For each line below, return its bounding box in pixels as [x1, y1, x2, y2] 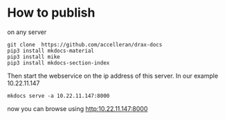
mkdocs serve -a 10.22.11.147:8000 [7, 92, 110, 99]
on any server [7, 28, 47, 36]
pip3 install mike [7, 53, 60, 60]
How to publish [7, 5, 96, 21]
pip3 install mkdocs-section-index [7, 59, 110, 67]
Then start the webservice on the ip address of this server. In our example [7, 71, 219, 80]
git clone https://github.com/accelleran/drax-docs [7, 41, 163, 48]
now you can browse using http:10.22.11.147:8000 [7, 104, 148, 112]
